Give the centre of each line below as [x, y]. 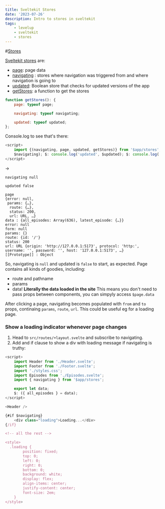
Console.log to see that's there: [37, 136]
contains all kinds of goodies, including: [45, 269]
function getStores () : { [30, 100]
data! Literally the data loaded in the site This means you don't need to [84, 289]
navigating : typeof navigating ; [47, 113]
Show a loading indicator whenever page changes [66, 327]
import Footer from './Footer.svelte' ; [55, 366]
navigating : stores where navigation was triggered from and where [80, 75]
